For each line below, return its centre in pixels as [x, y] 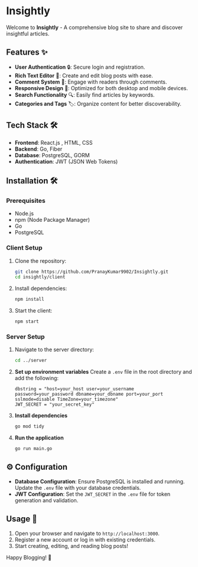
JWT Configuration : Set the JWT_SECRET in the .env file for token [92, 494]
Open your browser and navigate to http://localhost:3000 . [87, 533]
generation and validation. [46, 500]
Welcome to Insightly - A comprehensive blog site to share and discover [95, 27]
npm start [27, 321]
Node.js [24, 214]
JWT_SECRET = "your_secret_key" [54, 404]
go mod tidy [29, 426]
